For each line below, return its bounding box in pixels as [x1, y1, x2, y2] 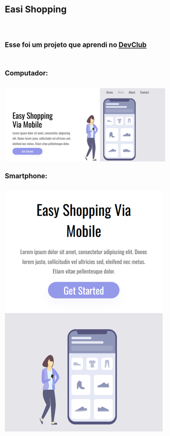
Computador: [5, 69, 48, 77]
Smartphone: [5, 172, 48, 180]
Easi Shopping [5, 4, 67, 15]
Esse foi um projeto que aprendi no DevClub [5, 41, 147, 49]
